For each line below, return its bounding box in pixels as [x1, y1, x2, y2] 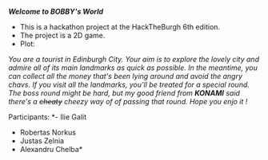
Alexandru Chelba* [19, 145, 83, 154]
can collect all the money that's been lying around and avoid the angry [8, 72, 242, 80]
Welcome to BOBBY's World [8, 7, 104, 16]
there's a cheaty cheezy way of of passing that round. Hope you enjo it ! [8, 97, 248, 106]
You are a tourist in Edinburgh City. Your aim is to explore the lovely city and [8, 55, 260, 64]
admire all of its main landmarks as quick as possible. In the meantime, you [8, 63, 258, 72]
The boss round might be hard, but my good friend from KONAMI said [8, 88, 240, 98]
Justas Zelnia [19, 136, 65, 146]
